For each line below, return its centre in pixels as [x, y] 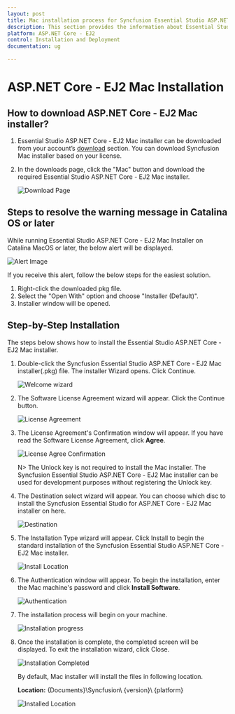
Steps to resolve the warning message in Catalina [117, 212]
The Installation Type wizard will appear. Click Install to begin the [111, 538]
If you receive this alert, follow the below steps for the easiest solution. [109, 275]
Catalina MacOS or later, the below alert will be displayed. [90, 248]
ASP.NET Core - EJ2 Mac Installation [116, 87]
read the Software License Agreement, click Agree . [91, 440]
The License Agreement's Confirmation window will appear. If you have [120, 433]
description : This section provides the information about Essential [111, 27]
